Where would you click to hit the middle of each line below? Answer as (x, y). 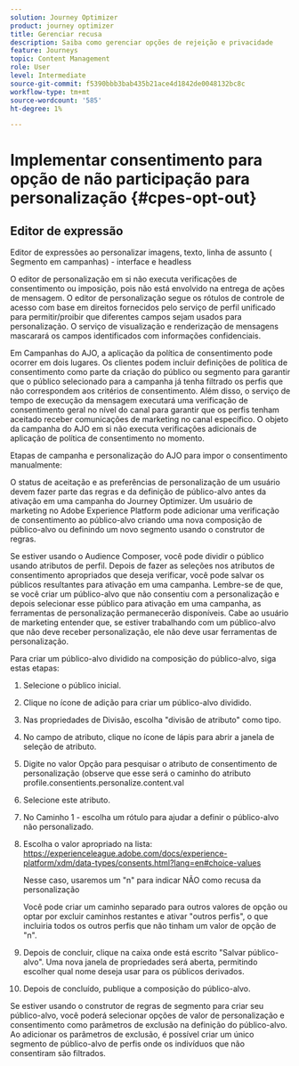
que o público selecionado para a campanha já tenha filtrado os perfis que (147, 382)
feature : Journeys (44, 51)
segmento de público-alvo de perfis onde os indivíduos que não (128, 1044)
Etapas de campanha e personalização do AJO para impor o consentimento (149, 456)
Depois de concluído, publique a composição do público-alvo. (137, 989)
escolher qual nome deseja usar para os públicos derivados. (133, 972)
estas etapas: (35, 668)
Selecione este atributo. (66, 800)
